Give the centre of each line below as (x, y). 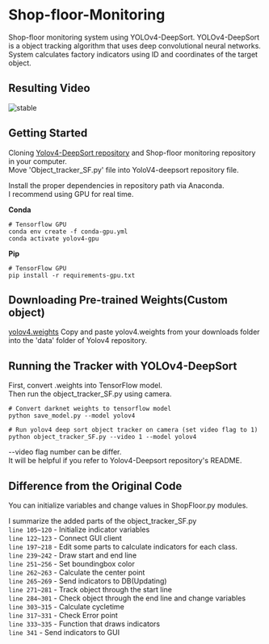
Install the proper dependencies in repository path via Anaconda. (116, 185)
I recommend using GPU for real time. (71, 194)
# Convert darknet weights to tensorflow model (90, 409)
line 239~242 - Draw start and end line (73, 555)
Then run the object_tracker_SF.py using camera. (90, 394)
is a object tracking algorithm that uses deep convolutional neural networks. (134, 45)
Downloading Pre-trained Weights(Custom (118, 300)
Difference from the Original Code (95, 486)
